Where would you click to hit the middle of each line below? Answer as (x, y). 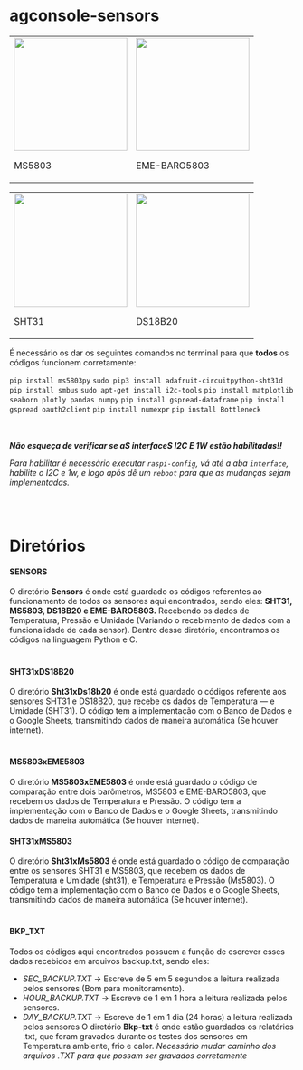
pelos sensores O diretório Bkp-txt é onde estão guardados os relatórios (158, 1027)
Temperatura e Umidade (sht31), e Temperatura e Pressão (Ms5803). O (142, 881)
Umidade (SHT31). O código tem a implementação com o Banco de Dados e (151, 711)
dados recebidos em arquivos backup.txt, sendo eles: (109, 961)
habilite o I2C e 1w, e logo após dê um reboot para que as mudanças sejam (150, 472)
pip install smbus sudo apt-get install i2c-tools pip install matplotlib (151, 390)
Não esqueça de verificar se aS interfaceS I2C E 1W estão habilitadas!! (146, 445)
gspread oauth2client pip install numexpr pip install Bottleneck (135, 409)
